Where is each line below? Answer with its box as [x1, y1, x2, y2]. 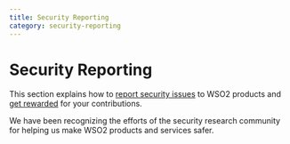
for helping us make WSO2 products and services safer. [9, 125, 214, 136]
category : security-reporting [9, 21, 122, 30]
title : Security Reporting [9, 12, 109, 22]
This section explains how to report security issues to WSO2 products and [9, 89, 282, 100]
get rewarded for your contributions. [9, 99, 142, 109]
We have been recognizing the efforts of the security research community [9, 116, 281, 126]
